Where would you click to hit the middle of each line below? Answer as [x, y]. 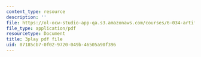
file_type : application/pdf [41, 28]
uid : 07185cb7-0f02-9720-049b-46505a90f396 [61, 45]
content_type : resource [36, 12]
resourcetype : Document [36, 34]
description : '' [26, 17]
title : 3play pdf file [34, 39]
